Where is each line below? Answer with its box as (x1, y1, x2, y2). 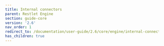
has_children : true (5, 34, 45, 39)
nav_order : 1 (5, 25, 32, 30)
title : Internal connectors (5, 7, 62, 12)
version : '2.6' (5, 20, 36, 25)
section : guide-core (5, 16, 47, 21)
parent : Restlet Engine (5, 11, 54, 16)
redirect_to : (5, 29, 32, 34)
